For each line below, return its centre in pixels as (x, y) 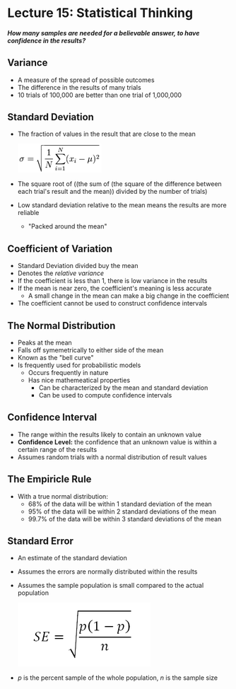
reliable (28, 213)
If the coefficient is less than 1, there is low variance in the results (112, 281)
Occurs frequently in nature (68, 373)
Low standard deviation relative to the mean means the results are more (122, 205)
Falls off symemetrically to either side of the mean (90, 350)
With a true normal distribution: (63, 496)
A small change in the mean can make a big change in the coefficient (129, 296)
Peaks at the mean (45, 343)
